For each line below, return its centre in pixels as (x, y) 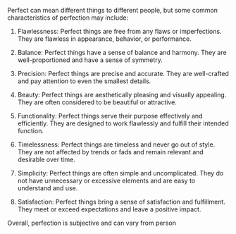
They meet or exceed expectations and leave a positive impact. (109, 209)
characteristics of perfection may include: (68, 18)
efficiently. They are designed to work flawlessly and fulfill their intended (123, 123)
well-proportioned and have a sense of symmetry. (90, 60)
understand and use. (48, 188)
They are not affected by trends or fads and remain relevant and (111, 152)
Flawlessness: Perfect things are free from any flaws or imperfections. (119, 31)
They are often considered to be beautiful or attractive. (97, 102)
